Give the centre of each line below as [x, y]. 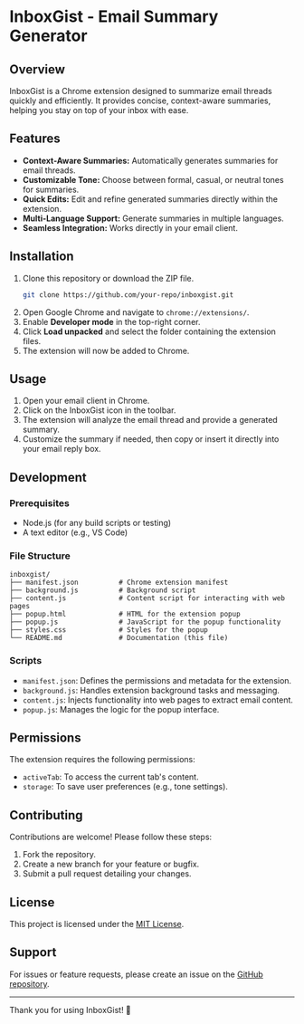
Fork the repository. [59, 855]
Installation [42, 257]
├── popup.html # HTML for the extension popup [125, 614]
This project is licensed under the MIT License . [97, 924]
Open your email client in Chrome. [86, 401]
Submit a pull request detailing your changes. [107, 874]
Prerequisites [39, 502]
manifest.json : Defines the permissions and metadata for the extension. [157, 680]
